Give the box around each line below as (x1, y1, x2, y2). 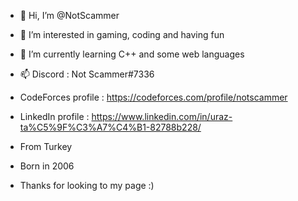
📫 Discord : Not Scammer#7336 (19, 68, 155, 80)
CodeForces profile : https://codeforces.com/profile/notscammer (19, 91, 288, 103)
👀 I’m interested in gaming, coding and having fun (19, 29, 225, 40)
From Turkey (19, 141, 73, 152)
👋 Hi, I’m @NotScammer (19, 10, 120, 21)
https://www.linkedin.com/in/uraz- (91, 111, 233, 122)
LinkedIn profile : (19, 111, 90, 122)
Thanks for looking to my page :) (19, 180, 155, 191)
